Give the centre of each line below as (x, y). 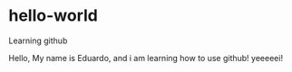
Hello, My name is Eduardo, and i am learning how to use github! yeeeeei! (146, 58)
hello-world (54, 16)
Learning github (38, 40)
